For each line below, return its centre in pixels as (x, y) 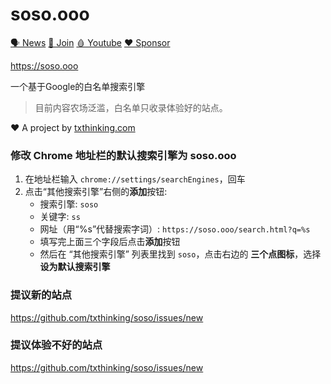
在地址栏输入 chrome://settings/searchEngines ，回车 (135, 179)
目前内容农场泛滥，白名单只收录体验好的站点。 (131, 107)
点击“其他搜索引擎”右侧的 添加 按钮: (96, 192)
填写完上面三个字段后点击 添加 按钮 (110, 242)
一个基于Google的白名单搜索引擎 (78, 86)
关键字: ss (60, 217)
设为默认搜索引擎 (75, 267)
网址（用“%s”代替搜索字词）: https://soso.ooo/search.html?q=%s (175, 229)
